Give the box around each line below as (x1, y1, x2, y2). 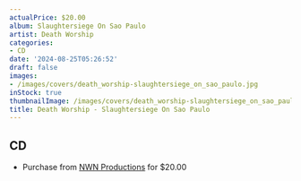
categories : (9, 38, 54, 47)
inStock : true (9, 88, 63, 97)
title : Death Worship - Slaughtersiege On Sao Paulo (9, 105, 211, 114)
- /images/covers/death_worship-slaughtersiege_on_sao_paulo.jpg (9, 80, 258, 89)
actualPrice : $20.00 (9, 13, 87, 22)
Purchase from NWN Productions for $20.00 (21, 162, 187, 173)
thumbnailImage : (9, 96, 70, 106)
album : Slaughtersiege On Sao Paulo (9, 22, 146, 30)
